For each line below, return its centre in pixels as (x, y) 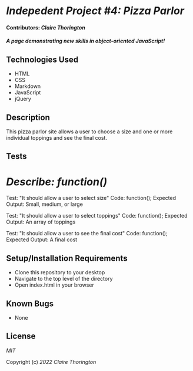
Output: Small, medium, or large (45, 204)
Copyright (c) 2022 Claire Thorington (51, 362)
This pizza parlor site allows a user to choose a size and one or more (89, 132)
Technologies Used (42, 59)
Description (28, 117)
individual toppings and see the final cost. (57, 138)
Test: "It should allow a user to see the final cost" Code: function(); (87, 234)
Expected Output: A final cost (42, 239)
